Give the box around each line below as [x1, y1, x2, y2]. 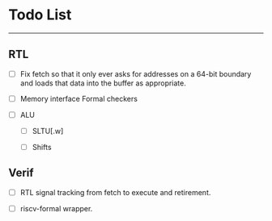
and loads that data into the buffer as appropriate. [19, 78, 186, 88]
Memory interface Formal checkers [19, 94, 138, 103]
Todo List [8, 6, 72, 24]
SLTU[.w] [32, 126, 64, 136]
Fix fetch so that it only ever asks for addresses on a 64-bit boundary [19, 69, 252, 78]
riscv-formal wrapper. [19, 203, 93, 213]
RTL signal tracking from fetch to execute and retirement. [19, 187, 211, 197]
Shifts [32, 143, 52, 152]
